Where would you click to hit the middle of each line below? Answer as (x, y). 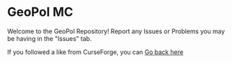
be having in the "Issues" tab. (49, 38)
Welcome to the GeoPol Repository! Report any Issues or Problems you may (116, 31)
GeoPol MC (40, 12)
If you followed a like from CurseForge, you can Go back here (95, 52)
